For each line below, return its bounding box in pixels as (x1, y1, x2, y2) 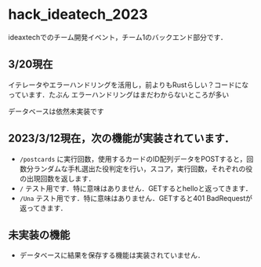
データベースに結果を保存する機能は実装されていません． (19, 251, 205, 260)
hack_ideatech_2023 (8, 5, 148, 24)
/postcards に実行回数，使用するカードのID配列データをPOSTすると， (19, 154, 247, 163)
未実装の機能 (8, 228, 71, 241)
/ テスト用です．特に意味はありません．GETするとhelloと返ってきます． (19, 183, 252, 193)
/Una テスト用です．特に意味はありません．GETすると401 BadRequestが (19, 193, 253, 203)
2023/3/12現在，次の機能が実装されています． (8, 132, 235, 145)
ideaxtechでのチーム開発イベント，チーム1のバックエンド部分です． (8, 32, 227, 42)
